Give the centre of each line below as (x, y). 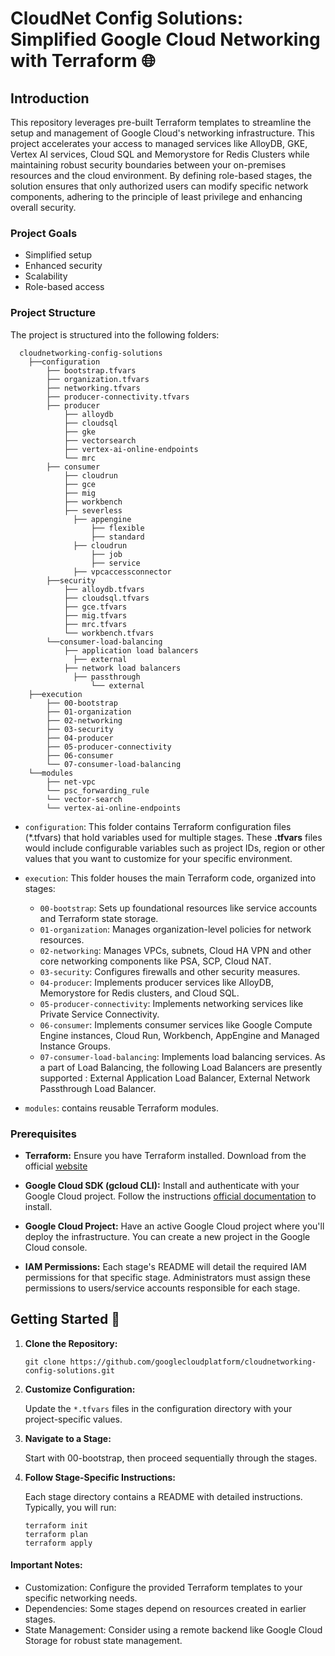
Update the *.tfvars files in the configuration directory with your (158, 1408)
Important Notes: (46, 1565)
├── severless (93, 510)
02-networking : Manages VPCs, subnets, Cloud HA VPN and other (175, 950)
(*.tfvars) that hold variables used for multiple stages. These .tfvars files (173, 837)
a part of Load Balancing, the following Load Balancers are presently (181, 1067)
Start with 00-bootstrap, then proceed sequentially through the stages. (171, 1458)
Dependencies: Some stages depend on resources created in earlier (165, 1608)
